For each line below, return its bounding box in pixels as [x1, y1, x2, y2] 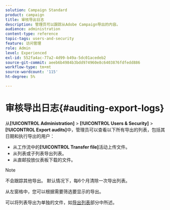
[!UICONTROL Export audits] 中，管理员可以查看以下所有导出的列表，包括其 [5, 127, 165, 133]
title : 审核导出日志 [5, 17, 44, 22]
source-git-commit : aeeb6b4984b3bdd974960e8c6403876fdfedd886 [5, 60, 140, 65]
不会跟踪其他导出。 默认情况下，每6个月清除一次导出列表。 [5, 177, 130, 183]
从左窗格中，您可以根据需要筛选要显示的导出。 [5, 188, 104, 195]
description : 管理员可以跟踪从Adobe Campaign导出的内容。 [5, 22, 120, 27]
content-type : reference [5, 31, 58, 36]
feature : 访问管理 [5, 41, 42, 46]
